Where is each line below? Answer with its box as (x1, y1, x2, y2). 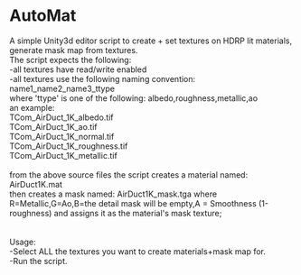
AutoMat (9, 5, 77, 26)
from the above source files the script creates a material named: (9, 169, 249, 180)
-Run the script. (9, 255, 68, 266)
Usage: (9, 236, 36, 247)
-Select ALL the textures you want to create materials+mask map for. (9, 245, 267, 257)
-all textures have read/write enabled (9, 64, 147, 75)
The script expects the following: (9, 54, 132, 65)
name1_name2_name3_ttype (9, 83, 116, 94)
